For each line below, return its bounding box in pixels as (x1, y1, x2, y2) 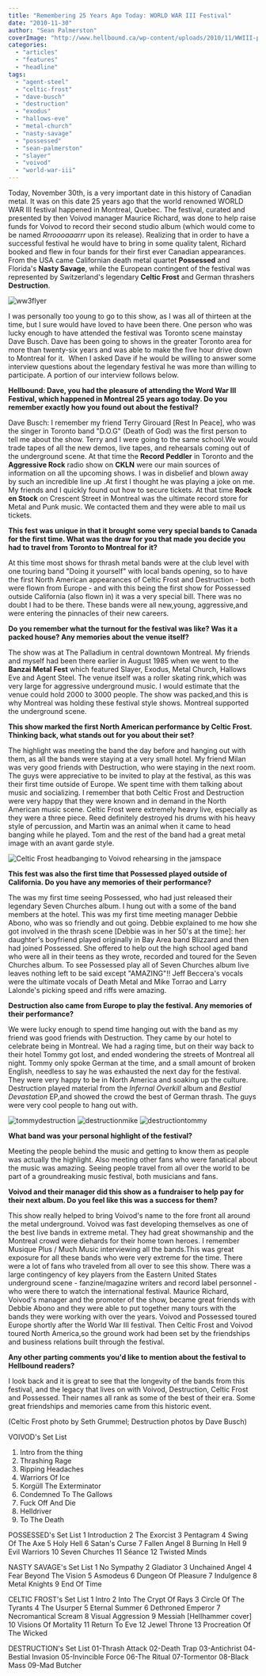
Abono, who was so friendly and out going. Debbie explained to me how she (8, 918, 257, 927)
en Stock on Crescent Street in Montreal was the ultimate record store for (8, 494, 249, 503)
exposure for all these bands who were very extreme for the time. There (8, 1253, 243, 1262)
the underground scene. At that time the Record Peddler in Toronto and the (8, 452, 254, 460)
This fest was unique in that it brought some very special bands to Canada (8, 526, 257, 535)
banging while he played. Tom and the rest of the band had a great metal (8, 830, 245, 839)
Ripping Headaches (19, 1464, 85, 1474)
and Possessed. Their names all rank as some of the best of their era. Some (8, 1393, 256, 1403)
